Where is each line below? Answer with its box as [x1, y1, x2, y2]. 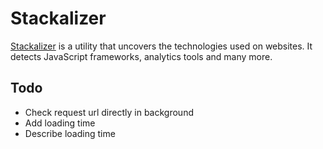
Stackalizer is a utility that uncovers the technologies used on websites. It [10, 40, 313, 52]
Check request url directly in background [24, 106, 194, 118]
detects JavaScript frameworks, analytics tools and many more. [10, 50, 273, 62]
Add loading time [24, 117, 96, 129]
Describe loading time [24, 127, 116, 139]
